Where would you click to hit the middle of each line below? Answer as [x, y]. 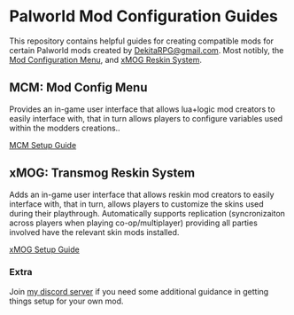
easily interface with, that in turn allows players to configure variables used [146, 118]
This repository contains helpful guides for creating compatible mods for [142, 41]
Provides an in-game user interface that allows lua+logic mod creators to [143, 109]
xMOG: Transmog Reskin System [102, 173]
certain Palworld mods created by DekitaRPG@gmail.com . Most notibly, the [147, 50]
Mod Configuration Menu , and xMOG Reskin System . [105, 59]
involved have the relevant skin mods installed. [94, 232]
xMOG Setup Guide [44, 249]
